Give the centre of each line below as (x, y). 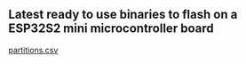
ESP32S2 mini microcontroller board (111, 29)
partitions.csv (33, 50)
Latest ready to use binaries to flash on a (123, 15)
